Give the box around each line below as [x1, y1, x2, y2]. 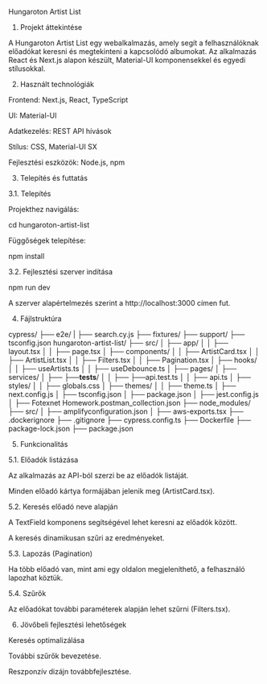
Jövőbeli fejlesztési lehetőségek [19, 620, 127, 629]
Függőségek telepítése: [8, 236, 86, 245]
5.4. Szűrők [8, 589, 47, 598]
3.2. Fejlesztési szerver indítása [8, 267, 113, 277]
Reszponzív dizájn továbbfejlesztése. [8, 667, 131, 676]
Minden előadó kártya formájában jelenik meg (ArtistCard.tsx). [8, 486, 216, 495]
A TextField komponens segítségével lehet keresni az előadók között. [8, 518, 237, 527]
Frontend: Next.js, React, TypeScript [8, 95, 129, 104]
